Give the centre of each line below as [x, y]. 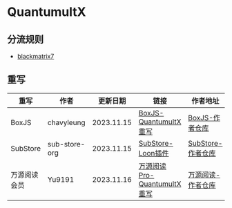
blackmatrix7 [36, 56]
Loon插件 [154, 153]
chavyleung [66, 122]
